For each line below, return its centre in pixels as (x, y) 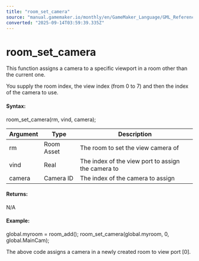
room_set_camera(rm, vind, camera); (51, 119)
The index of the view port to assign (130, 161)
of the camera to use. (32, 93)
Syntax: (16, 106)
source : (16, 17)
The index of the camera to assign (127, 178)
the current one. (26, 75)
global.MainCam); (28, 240)
